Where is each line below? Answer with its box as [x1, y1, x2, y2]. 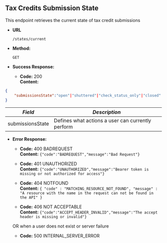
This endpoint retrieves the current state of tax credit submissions [5, 17, 141, 23]
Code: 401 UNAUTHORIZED [19, 161, 77, 167]
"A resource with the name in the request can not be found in [19, 191, 154, 196]
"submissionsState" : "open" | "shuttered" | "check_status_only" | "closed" [14, 93, 162, 98]
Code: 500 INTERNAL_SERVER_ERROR [19, 233, 100, 239]
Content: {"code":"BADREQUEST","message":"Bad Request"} [19, 151, 140, 157]
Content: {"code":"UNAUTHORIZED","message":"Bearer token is [19, 166, 149, 172]
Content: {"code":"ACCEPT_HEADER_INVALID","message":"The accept [19, 209, 158, 215]
